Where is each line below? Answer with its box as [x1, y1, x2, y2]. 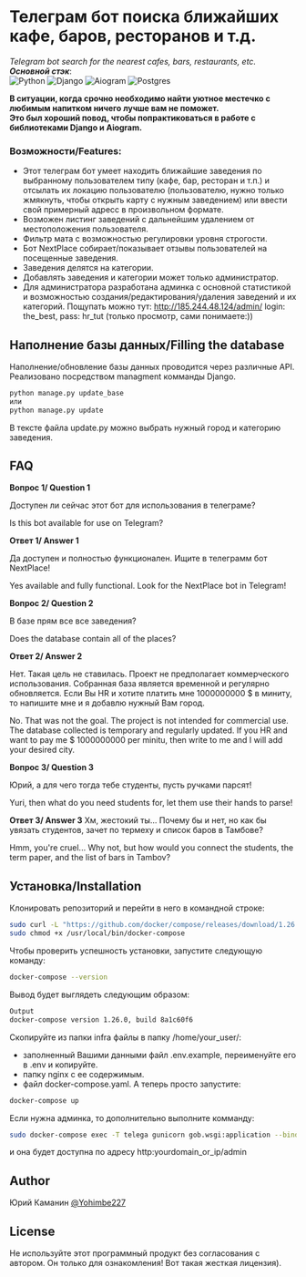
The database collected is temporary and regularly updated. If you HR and [9, 725, 289, 736]
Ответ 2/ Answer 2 [9, 651, 83, 662]
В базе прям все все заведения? [9, 615, 137, 626]
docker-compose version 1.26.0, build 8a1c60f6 [9, 1014, 194, 1025]
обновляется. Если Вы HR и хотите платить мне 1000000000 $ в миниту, [9, 688, 293, 699]
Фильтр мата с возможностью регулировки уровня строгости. [22, 233, 268, 244]
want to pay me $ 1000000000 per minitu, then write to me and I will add [9, 735, 283, 746]
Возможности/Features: [9, 144, 122, 157]
